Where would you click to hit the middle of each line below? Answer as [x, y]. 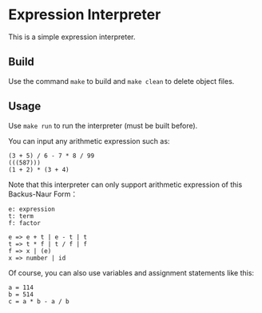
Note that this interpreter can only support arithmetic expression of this [125, 184]
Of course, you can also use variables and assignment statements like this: [131, 272]
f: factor [25, 223]
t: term [21, 216]
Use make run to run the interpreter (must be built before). [103, 125]
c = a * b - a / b [39, 301]
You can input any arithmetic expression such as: [89, 141]
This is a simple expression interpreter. [72, 37]
